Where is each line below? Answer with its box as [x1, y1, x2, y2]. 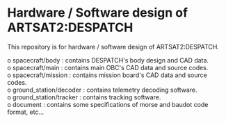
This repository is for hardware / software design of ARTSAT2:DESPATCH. [7, 42, 219, 51]
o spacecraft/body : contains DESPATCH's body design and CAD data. [7, 56, 209, 64]
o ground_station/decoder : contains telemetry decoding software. [7, 85, 197, 94]
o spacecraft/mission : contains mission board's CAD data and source [7, 71, 207, 79]
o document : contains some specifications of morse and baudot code [7, 100, 209, 108]
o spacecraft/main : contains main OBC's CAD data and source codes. [7, 63, 209, 72]
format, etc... [7, 108, 45, 116]
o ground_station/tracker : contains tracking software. [7, 92, 161, 101]
